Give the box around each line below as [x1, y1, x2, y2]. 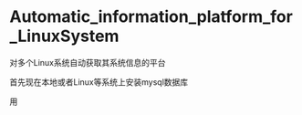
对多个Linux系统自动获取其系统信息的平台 [9, 57, 166, 68]
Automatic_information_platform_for [9, 6, 294, 27]
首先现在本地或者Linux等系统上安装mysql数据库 [9, 76, 189, 88]
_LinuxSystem [9, 26, 120, 47]
